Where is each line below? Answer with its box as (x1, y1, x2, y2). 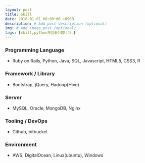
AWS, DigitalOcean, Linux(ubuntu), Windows (12, 152, 103, 159)
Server (5, 94, 22, 101)
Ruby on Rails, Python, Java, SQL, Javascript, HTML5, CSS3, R (12, 58, 141, 64)
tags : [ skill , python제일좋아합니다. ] (5, 30, 76, 35)
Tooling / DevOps (5, 117, 48, 124)
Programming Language (5, 47, 64, 54)
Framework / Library (5, 70, 55, 77)
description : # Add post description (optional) (5, 21, 107, 26)
